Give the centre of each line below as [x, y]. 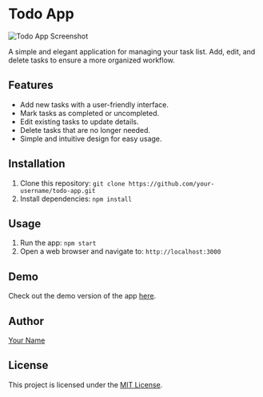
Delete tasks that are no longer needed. [85, 130]
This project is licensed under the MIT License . [86, 384]
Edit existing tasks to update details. [79, 122]
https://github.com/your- [171, 184]
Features [31, 85]
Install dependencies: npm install [76, 198]
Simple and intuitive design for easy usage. [91, 138]
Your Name [27, 340]
